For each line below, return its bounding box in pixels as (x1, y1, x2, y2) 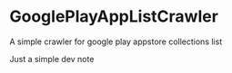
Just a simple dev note (9, 53, 95, 64)
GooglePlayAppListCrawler (9, 6, 218, 27)
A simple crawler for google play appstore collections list (9, 36, 223, 47)
